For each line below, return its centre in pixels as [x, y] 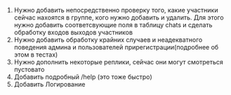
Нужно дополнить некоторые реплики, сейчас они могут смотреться [118, 62]
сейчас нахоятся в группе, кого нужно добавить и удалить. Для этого [119, 17]
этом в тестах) [36, 54]
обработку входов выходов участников [73, 32]
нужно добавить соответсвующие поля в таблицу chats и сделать [113, 25]
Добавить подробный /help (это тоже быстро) [83, 77]
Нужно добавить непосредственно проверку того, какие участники [116, 10]
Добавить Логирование [49, 84]
